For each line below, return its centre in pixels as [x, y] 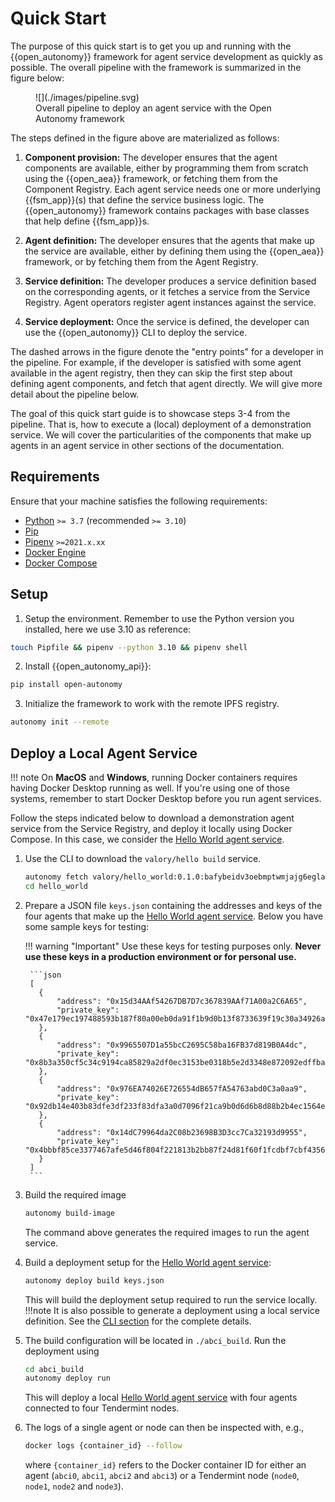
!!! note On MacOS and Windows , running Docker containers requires [154, 777]
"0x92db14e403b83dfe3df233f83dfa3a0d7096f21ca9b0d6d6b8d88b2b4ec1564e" [177, 1106]
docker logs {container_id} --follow [103, 1446]
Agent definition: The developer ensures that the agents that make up [169, 240]
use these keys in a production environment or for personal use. [160, 956]
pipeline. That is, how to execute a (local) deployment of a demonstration [161, 424]
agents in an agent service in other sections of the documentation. [147, 445]
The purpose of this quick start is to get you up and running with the [151, 46]
